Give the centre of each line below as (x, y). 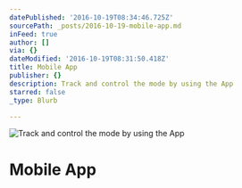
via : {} (24, 51)
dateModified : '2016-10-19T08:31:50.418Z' (89, 59)
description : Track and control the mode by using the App (121, 84)
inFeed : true (33, 34)
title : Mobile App (43, 68)
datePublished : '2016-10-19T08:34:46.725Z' (92, 17)
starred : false (38, 92)
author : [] (29, 42)
